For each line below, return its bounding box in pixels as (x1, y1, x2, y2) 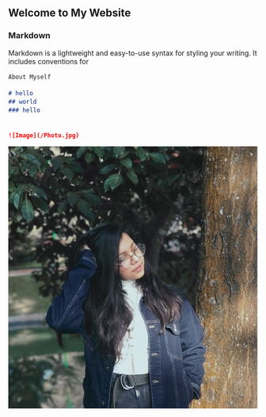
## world (8, 98, 37, 106)
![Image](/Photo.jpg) (8, 131, 80, 140)
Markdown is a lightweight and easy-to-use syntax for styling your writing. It (8, 48, 257, 58)
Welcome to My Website (8, 6, 131, 20)
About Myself (8, 73, 51, 81)
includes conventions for (8, 56, 89, 66)
